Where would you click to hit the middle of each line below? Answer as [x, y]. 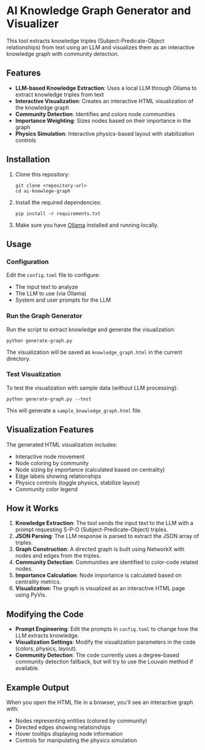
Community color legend [47, 489]
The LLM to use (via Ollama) [51, 294]
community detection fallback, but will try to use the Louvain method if [104, 662]
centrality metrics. [38, 582]
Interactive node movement [50, 456]
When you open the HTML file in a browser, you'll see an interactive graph [100, 702]
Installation [28, 159]
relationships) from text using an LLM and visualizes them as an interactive [100, 47]
